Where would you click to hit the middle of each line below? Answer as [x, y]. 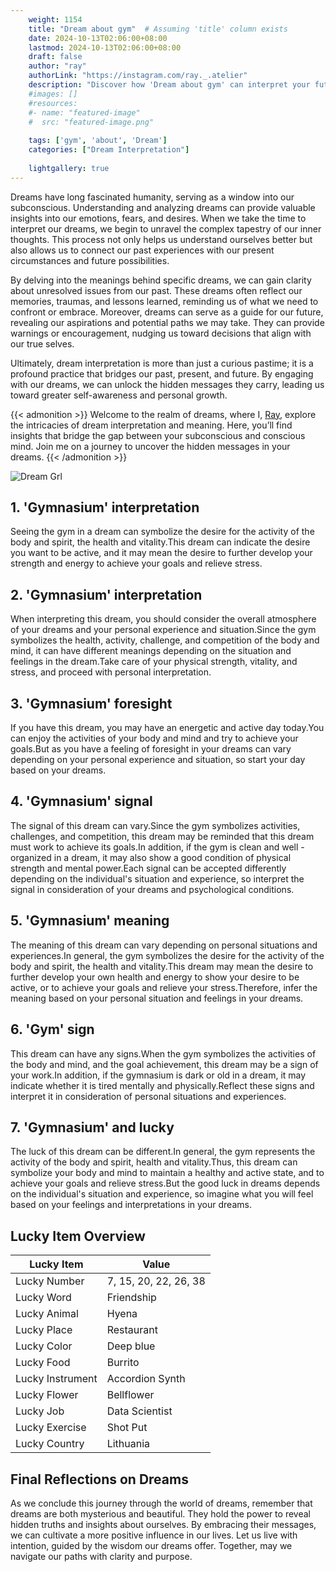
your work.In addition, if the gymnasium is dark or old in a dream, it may [158, 1075]
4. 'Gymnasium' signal [81, 801]
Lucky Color [44, 1346]
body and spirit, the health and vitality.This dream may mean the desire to [162, 966]
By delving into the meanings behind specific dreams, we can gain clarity [161, 280]
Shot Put [127, 1428]
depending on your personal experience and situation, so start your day [158, 760]
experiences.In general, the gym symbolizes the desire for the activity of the [167, 955]
